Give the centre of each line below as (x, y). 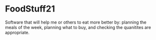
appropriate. (17, 32)
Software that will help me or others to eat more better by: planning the (76, 22)
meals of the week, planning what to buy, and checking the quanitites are (78, 27)
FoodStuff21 (30, 9)
